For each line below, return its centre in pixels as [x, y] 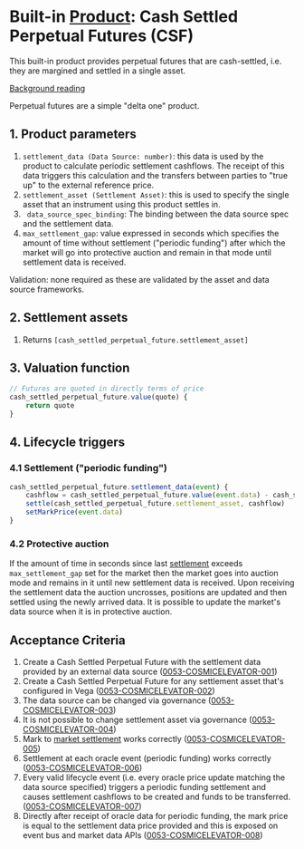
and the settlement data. [68, 223]
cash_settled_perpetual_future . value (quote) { [99, 397]
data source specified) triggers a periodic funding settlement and [144, 787]
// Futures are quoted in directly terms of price [107, 389]
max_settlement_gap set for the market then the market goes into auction [144, 574]
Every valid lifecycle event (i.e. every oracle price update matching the [154, 777]
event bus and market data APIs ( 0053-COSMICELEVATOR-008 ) [143, 835]
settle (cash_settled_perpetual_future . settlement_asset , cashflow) [155, 504]
